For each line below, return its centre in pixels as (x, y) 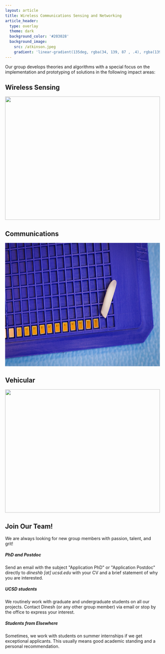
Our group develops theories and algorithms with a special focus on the (78, 67)
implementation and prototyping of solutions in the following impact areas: (80, 72)
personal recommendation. (32, 646)
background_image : (28, 42)
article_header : (22, 21)
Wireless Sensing (32, 88)
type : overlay (24, 26)
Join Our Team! (29, 527)
